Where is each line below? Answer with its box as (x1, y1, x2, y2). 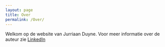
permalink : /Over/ (5, 17, 44, 22)
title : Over (5, 12, 31, 17)
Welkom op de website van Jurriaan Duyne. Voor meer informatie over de (5, 31, 160, 37)
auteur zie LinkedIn (5, 36, 46, 42)
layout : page (5, 7, 33, 13)
